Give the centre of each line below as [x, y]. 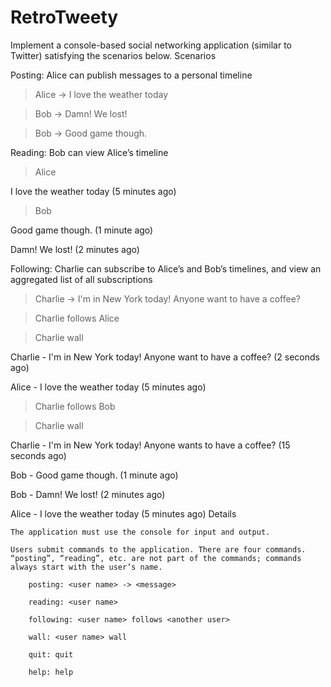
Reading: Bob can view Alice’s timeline [89, 152]
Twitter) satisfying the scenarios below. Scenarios [113, 55]
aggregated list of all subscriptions [81, 279]
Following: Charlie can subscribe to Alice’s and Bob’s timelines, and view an [166, 268]
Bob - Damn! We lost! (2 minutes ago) [88, 494]
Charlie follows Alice [77, 318]
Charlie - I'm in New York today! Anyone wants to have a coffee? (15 [150, 445]
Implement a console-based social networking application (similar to [151, 45]
